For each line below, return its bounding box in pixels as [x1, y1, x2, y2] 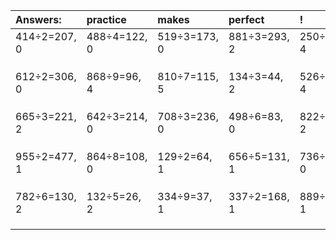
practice [86, 13, 127, 26]
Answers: [15, 13, 62, 26]
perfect [228, 13, 265, 26]
